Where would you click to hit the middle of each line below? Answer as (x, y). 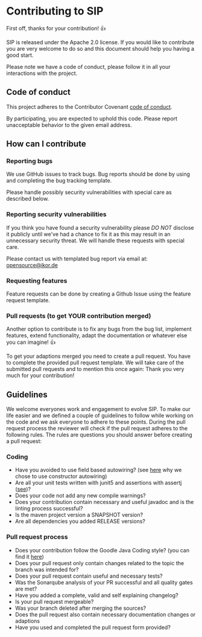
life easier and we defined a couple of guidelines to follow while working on (100, 416)
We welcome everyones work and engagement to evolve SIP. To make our (99, 409)
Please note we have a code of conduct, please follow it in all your (88, 66)
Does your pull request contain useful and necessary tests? (89, 576)
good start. (20, 55)
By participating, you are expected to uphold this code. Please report (92, 118)
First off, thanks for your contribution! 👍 (56, 28)
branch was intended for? (47, 569)
